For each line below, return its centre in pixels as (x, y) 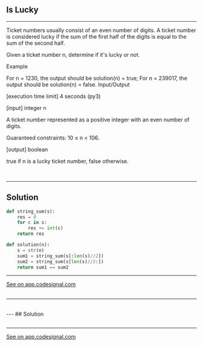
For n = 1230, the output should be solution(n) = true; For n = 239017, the (97, 78)
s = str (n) (31, 250)
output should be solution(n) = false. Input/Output (68, 85)
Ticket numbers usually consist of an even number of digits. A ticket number (101, 30)
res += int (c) (46, 228)
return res (31, 234)
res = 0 (27, 217)
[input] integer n (26, 107)
